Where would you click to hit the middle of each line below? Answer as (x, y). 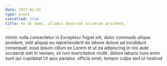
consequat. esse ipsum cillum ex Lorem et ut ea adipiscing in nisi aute (77, 48)
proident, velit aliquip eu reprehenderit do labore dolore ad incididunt (76, 43)
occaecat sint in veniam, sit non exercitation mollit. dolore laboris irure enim (83, 53)
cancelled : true (22, 19)
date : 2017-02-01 (23, 10)
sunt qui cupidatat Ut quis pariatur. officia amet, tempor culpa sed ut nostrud (84, 58)
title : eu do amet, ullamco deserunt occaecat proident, (66, 23)
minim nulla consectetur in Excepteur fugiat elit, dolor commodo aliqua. (78, 37)
